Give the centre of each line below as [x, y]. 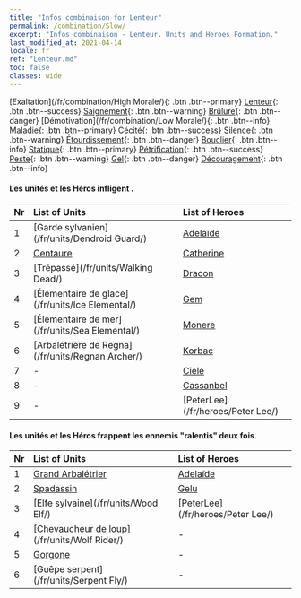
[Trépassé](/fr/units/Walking [93, 267]
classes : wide [36, 76]
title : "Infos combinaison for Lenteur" [86, 17]
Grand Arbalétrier [70, 474]
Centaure [53, 253]
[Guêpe [49, 569]
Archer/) [125, 356]
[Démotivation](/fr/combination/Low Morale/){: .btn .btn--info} [155, 120]
